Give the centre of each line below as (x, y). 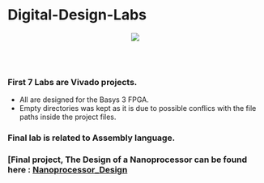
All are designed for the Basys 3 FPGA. (84, 100)
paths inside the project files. (68, 117)
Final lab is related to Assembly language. (92, 138)
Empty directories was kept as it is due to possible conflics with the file (138, 109)
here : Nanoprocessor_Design (68, 170)
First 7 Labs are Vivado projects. (72, 82)
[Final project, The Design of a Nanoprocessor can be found (128, 160)
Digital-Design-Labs (77, 15)
